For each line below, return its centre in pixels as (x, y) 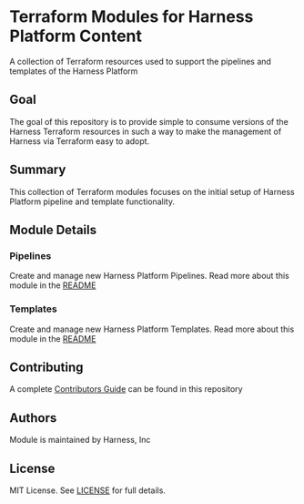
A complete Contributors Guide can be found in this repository (126, 389)
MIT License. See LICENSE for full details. (88, 490)
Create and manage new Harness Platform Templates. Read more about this (152, 329)
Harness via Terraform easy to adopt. (80, 141)
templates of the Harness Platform (74, 71)
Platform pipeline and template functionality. (92, 201)
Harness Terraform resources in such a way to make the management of (146, 131)
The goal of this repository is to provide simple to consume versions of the (149, 121)
